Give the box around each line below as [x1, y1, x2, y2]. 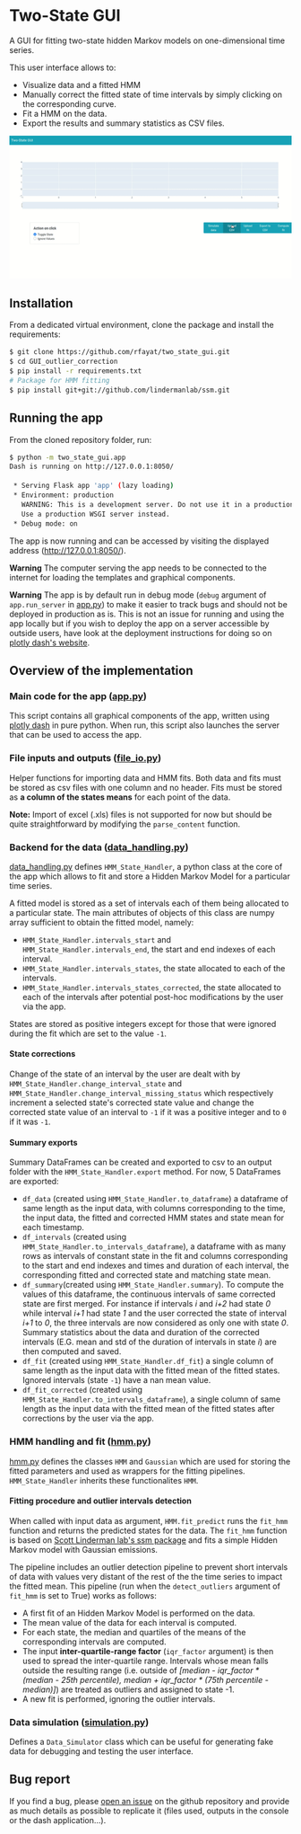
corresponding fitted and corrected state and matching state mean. [21, 1270, 271, 1280]
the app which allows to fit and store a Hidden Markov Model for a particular [9, 871, 291, 882]
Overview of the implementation [9, 663, 193, 678]
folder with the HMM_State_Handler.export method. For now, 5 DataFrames [9, 1166, 281, 1177]
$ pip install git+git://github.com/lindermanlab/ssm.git [9, 385, 230, 394]
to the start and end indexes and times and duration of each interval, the [21, 1260, 289, 1271]
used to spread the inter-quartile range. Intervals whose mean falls [21, 1655, 269, 1666]
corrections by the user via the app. [21, 1413, 154, 1424]
